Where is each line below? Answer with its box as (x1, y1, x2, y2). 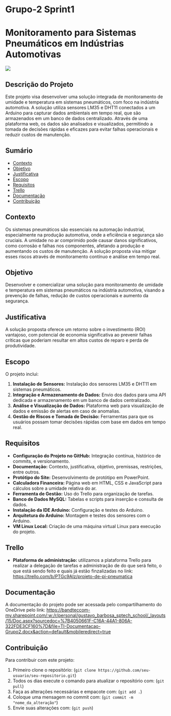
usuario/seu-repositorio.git (12, 673, 75, 679)
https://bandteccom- (46, 607, 90, 613)
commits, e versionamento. (12, 458, 70, 464)
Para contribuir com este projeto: (5, 657, 75, 663)
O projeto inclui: (5, 371, 39, 377)
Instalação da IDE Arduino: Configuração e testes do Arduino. (12, 507, 144, 513)
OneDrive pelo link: (5, 607, 45, 613)
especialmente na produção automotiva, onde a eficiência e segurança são (5, 231, 164, 238)
